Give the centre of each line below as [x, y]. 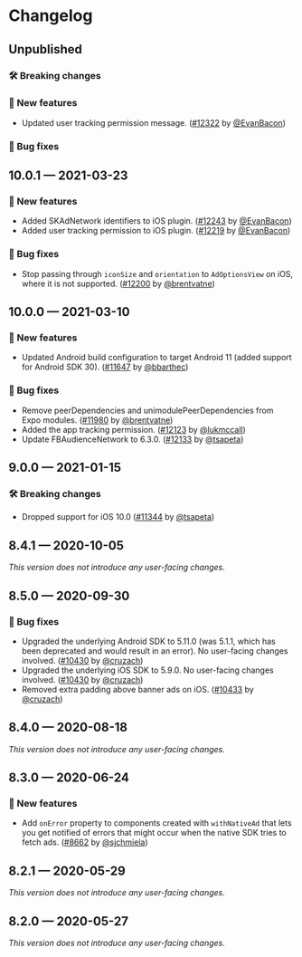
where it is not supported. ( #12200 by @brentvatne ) [118, 283]
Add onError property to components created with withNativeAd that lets [156, 823]
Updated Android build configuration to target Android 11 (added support [156, 358]
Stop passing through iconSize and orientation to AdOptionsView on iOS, [157, 273]
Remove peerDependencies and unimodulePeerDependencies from [147, 410]
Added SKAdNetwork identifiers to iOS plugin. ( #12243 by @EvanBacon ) [156, 221]
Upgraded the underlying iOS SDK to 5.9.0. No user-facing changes [147, 670]
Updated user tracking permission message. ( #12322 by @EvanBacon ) [154, 122]
